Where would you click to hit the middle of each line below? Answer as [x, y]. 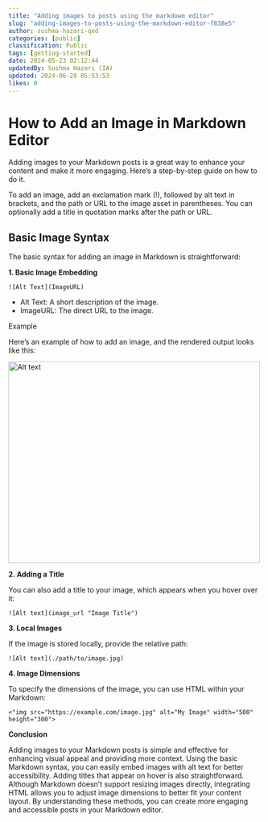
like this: [22, 350]
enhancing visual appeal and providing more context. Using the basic [123, 758]
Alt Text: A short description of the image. [89, 302]
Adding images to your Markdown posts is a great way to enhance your [127, 163]
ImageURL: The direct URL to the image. [87, 311]
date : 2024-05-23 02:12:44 [54, 61]
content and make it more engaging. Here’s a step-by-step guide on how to [133, 171]
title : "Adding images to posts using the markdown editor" [111, 16]
